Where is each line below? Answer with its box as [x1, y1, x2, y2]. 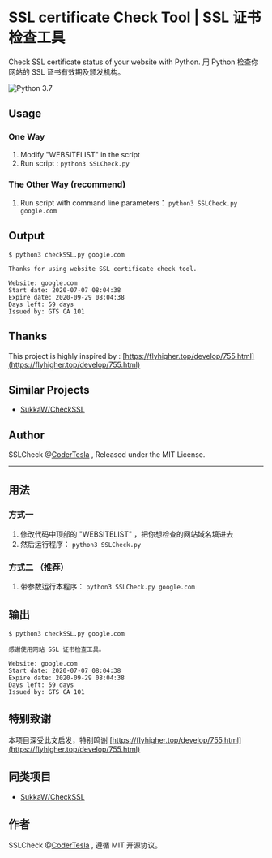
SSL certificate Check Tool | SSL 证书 [8, 8, 261, 27]
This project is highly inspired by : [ [8, 351, 125, 360]
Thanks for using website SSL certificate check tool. [8, 265, 198, 273]
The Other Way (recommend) [8, 179, 126, 190]
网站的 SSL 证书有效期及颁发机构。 [8, 67, 125, 76]
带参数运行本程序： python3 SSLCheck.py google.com [19, 582, 196, 592]
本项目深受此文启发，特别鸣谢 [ [8, 735, 113, 744]
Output [8, 229, 45, 243]
